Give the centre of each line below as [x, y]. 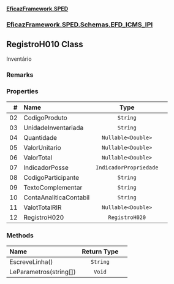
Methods [20, 236]
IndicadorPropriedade [127, 167]
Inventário [19, 59]
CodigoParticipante [51, 177]
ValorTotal [38, 158]
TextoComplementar [53, 187]
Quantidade [40, 137]
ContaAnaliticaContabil [57, 198]
